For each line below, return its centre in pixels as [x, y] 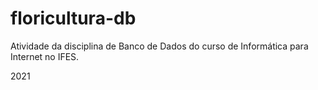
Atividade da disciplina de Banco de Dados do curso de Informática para [159, 46]
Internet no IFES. [45, 56]
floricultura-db [73, 18]
